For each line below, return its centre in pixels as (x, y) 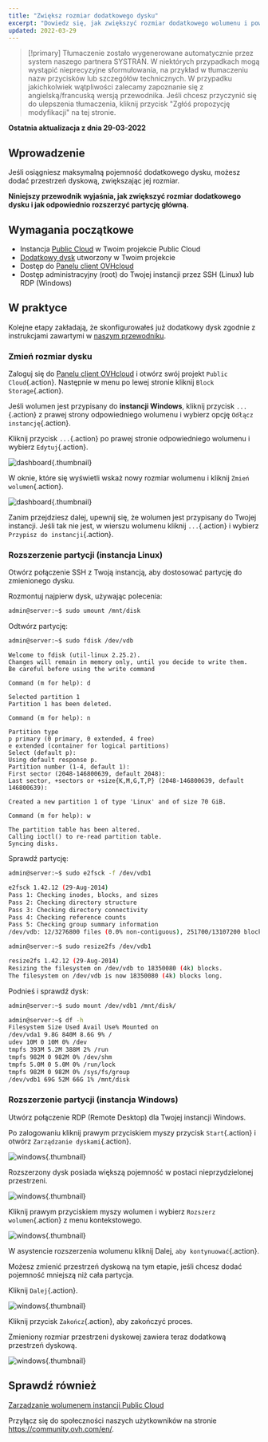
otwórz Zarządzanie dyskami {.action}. (70, 1141)
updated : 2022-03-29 (43, 30)
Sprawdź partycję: (39, 859)
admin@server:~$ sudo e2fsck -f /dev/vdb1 (80, 873)
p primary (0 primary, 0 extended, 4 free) (82, 739)
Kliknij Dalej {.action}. (43, 1290)
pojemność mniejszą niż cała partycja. (71, 1274)
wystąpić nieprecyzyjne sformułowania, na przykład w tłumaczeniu (138, 70)
